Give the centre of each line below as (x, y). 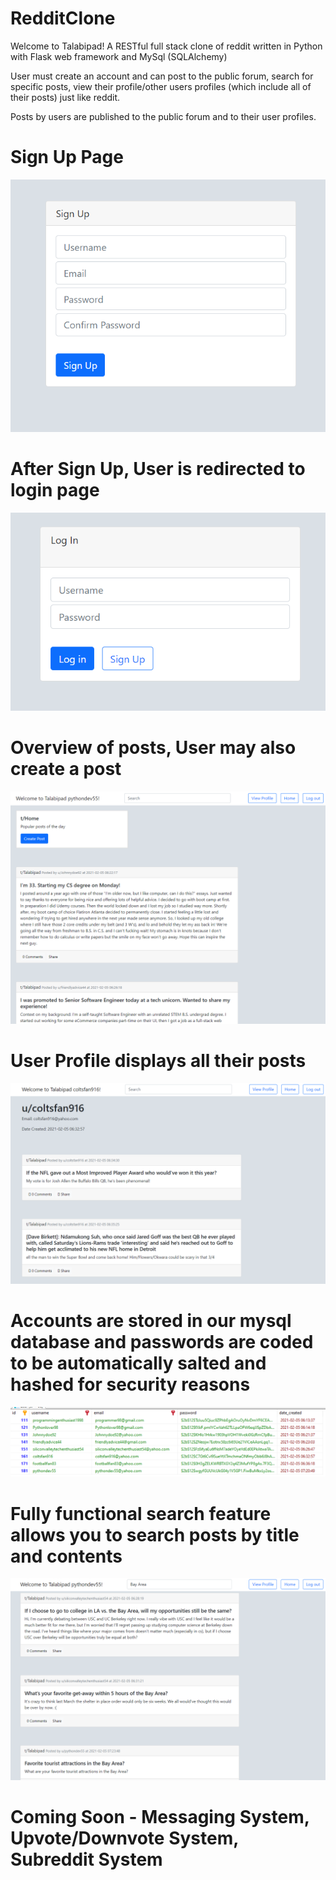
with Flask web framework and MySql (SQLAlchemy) (119, 56)
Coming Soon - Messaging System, (160, 1817)
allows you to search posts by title (155, 1534)
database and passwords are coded (162, 1341)
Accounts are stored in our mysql (151, 1320)
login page (55, 489)
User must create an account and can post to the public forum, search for (162, 76)
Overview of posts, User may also (153, 748)
